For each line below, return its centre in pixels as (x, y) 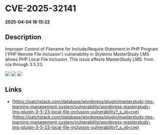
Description (23, 37)
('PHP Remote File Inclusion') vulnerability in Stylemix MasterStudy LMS (77, 54)
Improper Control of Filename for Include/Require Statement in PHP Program (82, 49)
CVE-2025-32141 (41, 8)
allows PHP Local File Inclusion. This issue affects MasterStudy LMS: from (79, 59)
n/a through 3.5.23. (24, 64)
